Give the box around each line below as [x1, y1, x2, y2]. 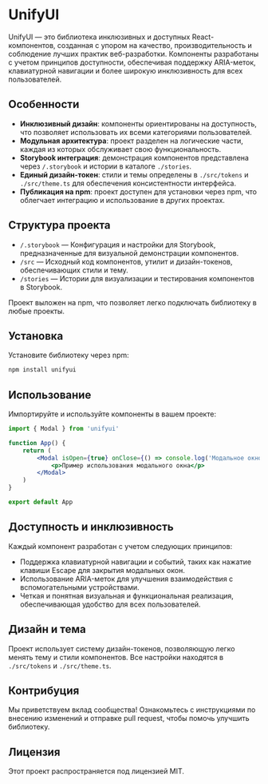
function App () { [8, 439, 66, 447]
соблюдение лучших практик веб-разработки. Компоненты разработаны [8, 49, 259, 58]
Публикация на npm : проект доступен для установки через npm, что [19, 186, 258, 197]
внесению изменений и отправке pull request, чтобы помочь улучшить [8, 714, 250, 723]
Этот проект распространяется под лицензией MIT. [8, 766, 185, 776]
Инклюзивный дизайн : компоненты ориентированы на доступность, [19, 118, 258, 129]
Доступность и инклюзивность [8, 520, 174, 534]
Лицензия [8, 745, 61, 758]
